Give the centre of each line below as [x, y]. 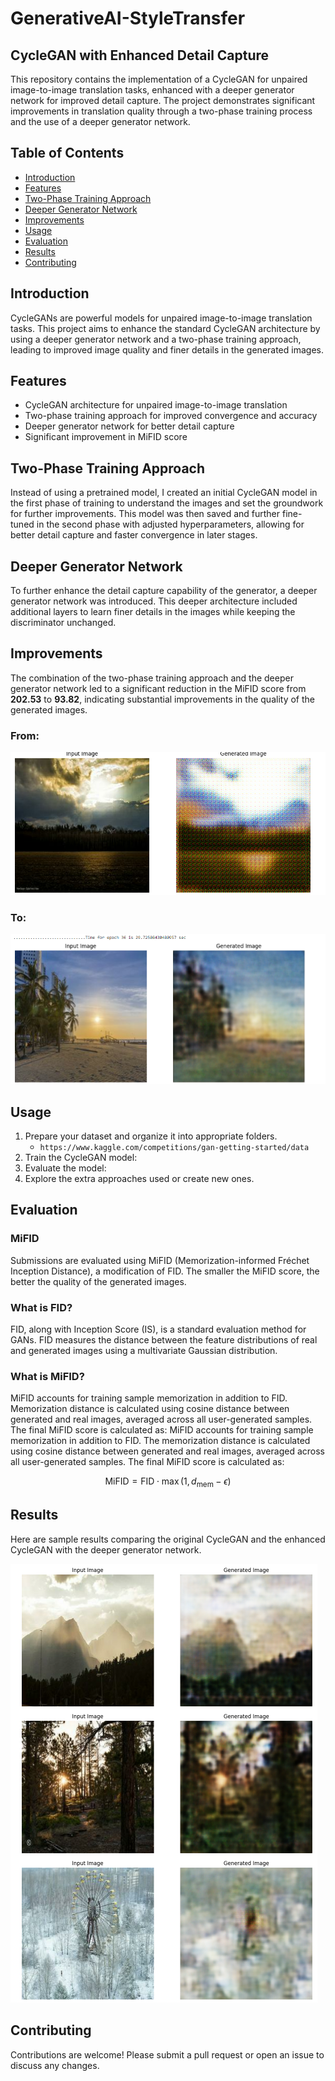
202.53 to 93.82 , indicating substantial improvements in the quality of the [162, 699]
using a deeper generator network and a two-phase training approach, [156, 339]
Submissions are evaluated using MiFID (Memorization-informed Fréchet [160, 1260]
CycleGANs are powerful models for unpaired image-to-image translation [161, 318]
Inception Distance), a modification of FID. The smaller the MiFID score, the [165, 1271]
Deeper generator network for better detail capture [129, 426]
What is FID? [41, 1307]
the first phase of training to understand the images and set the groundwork [167, 503]
